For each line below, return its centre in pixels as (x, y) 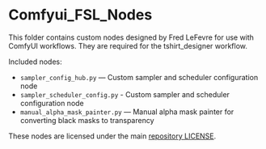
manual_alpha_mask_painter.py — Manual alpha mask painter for (127, 112)
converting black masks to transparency (87, 120)
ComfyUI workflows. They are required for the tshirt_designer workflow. (128, 45)
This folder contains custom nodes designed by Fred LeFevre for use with (131, 37)
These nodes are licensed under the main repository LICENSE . (112, 136)
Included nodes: (35, 62)
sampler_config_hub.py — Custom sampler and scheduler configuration (139, 77)
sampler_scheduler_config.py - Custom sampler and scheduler (125, 94)
